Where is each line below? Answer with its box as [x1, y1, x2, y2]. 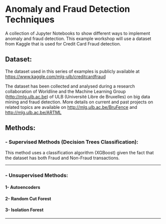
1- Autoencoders [5, 184, 41, 190]
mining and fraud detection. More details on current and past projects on [5, 99, 153, 105]
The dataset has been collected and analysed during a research [5, 83, 135, 89]
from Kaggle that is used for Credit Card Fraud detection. [5, 41, 121, 46]
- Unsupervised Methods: [5, 172, 68, 179]
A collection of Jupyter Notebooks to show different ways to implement [5, 30, 151, 36]
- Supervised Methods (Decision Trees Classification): [5, 138, 138, 145]
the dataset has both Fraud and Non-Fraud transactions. [5, 155, 120, 161]
